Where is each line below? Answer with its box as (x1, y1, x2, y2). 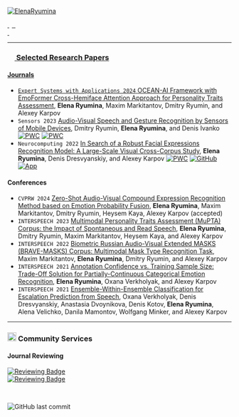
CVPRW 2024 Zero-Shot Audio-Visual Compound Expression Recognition (17, 194, 226, 202)
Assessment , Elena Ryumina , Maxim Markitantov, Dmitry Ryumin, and (17, 101, 223, 110)
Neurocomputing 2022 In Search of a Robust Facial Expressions (17, 139, 200, 148)
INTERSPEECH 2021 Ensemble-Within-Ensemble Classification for (17, 285, 204, 294)
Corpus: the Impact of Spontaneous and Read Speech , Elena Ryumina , (17, 225, 226, 233)
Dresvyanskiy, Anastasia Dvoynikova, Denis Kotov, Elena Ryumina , (17, 300, 214, 309)
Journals (7, 70, 34, 78)
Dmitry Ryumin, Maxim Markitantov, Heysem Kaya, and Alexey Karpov (17, 232, 223, 240)
